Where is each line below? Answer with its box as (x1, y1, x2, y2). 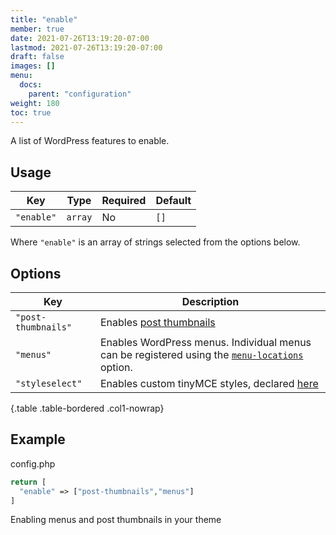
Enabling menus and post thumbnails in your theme (10, 514, 222, 526)
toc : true (10, 107, 52, 118)
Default (155, 194, 192, 208)
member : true (10, 24, 65, 34)
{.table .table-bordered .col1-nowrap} (10, 402, 165, 414)
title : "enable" (10, 14, 78, 25)
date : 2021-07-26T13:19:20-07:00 (10, 33, 150, 43)
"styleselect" (15, 378, 83, 389)
